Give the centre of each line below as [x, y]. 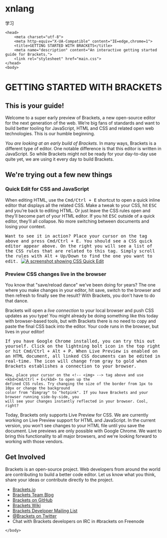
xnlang [20, 9]
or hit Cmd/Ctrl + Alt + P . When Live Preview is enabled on [82, 351]
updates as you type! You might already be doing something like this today [82, 315]
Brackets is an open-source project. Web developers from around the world [83, 469]
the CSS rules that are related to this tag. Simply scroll [80, 251]
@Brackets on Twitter [34, 516]
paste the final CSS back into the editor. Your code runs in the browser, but [82, 326]
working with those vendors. [34, 441]
